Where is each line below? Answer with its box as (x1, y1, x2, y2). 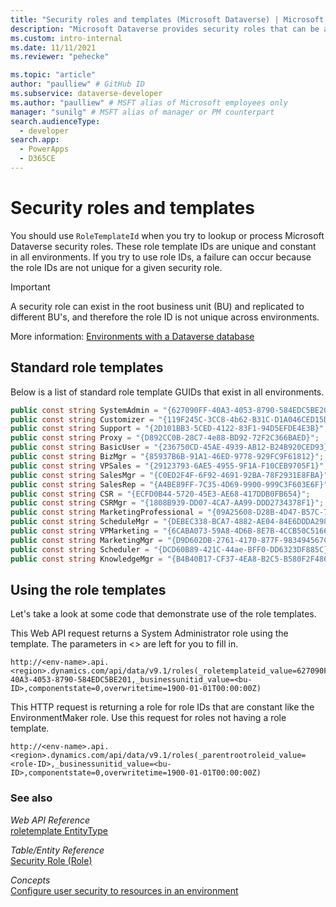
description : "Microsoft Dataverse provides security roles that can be (10, 24, 320, 34)
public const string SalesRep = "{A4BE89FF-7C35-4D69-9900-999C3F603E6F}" (10, 479, 329, 490)
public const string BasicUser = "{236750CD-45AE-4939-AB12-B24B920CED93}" (10, 442, 333, 453)
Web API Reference (10, 814, 91, 826)
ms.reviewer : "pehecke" (10, 52, 110, 62)
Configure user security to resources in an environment (10, 884, 239, 896)
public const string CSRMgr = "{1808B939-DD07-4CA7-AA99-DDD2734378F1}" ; (10, 498, 325, 508)
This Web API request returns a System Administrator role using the (10, 627, 289, 640)
